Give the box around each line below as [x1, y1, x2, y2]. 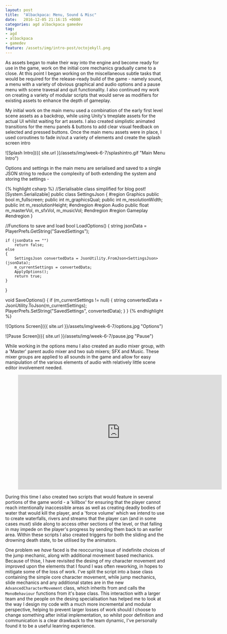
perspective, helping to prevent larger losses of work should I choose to [5, 606, 156, 613]
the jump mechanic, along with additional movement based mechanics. [5, 552, 154, 559]
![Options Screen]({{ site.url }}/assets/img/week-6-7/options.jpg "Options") [5, 323, 163, 329]
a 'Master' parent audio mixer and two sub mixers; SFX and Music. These [5, 348, 159, 354]
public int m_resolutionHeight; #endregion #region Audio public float [5, 202, 149, 208]
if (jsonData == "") [5, 238, 49, 243]
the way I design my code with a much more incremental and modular [5, 601, 152, 607]
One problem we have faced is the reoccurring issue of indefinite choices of [5, 547, 165, 553]
